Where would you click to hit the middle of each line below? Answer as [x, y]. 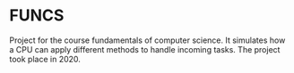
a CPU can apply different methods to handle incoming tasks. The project [145, 49]
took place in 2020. [45, 59]
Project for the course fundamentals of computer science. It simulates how [147, 40]
